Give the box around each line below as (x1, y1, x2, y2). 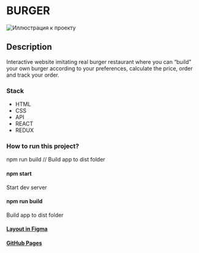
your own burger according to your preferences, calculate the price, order (6, 64, 193, 72)
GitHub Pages (6, 239, 42, 246)
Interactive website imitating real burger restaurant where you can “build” (6, 58, 192, 65)
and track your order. (6, 71, 60, 79)
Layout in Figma (6, 225, 48, 233)
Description (6, 42, 52, 52)
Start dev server (6, 184, 47, 191)
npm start (6, 169, 32, 177)
